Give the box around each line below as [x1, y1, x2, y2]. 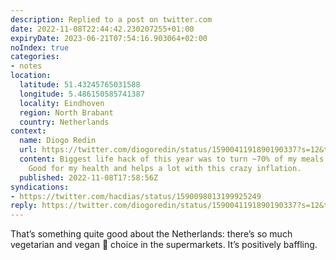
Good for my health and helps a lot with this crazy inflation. [28, 163, 302, 173]
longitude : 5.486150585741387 [19, 89, 145, 99]
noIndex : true [10, 42, 70, 53]
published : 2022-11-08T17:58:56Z [19, 172, 159, 183]
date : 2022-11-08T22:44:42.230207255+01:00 [10, 24, 195, 34]
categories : [10, 52, 60, 62]
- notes [10, 61, 43, 71]
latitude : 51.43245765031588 [19, 80, 141, 90]
